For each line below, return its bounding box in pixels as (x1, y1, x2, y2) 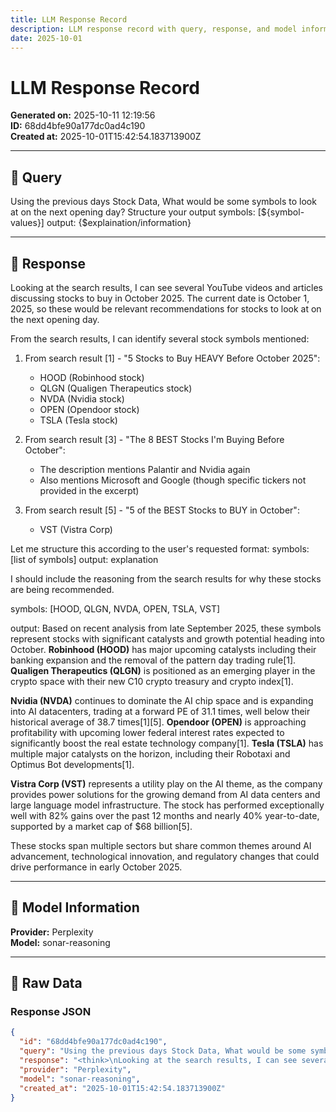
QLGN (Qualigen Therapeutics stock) (39, 382, 193, 394)
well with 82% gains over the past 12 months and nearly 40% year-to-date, (10, 809, 320, 821)
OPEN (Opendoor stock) (39, 403, 140, 415)
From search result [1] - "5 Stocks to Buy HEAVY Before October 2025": (24, 352, 321, 364)
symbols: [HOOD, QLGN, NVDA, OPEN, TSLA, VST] (10, 602, 221, 615)
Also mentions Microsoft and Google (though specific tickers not (39, 474, 307, 486)
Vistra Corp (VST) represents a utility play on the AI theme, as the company (10, 777, 323, 790)
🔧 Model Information (10, 899, 140, 916)
